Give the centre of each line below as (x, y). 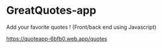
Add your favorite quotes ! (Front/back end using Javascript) (81, 27)
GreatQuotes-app (51, 10)
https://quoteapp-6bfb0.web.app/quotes (57, 38)
